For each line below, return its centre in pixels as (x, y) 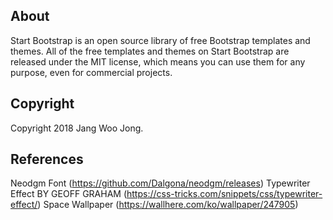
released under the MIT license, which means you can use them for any (158, 61)
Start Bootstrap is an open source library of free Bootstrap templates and (160, 40)
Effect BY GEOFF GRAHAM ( (68, 194)
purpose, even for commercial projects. (91, 72)
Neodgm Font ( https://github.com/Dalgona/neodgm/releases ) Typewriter (160, 183)
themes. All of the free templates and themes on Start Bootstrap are (150, 51)
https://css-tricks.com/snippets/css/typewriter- (224, 194)
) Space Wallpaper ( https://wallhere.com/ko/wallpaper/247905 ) (168, 205)
